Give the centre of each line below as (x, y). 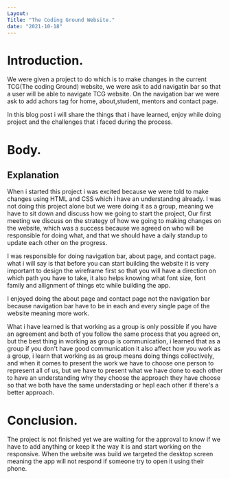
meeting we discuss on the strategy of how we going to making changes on (114, 221)
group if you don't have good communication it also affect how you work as (114, 349)
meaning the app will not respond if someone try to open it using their (106, 461)
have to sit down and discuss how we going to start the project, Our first (109, 213)
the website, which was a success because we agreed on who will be (105, 228)
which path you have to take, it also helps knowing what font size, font (106, 278)
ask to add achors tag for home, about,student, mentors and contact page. (113, 101)
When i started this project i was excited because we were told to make (108, 192)
